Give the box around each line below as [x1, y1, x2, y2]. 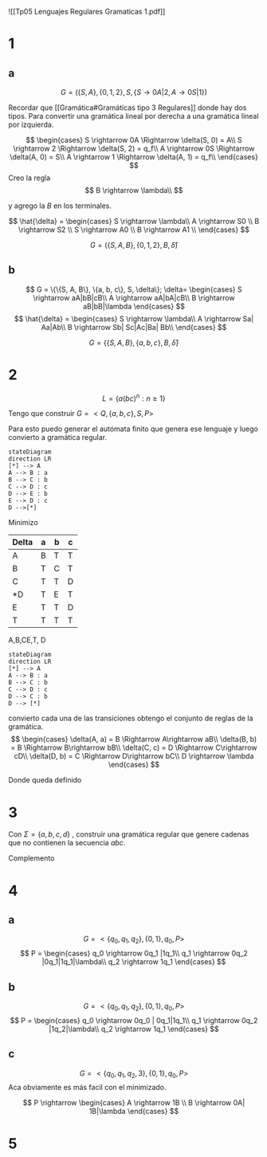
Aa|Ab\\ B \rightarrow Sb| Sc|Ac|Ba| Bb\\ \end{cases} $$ [41, 322, 227, 331]
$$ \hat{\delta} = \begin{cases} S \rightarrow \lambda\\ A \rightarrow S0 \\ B [8, 217, 260, 226]
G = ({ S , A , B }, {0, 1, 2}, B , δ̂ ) [90, 241, 178, 249]
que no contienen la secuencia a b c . [8, 838, 126, 848]
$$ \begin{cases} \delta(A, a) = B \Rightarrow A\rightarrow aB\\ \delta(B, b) [10, 735, 257, 744]
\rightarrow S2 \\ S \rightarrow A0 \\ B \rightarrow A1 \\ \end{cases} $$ [18, 225, 249, 234]
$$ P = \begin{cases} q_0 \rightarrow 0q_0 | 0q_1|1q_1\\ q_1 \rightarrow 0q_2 [10, 1015, 258, 1025]
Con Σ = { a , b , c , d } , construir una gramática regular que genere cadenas [8, 830, 249, 839]
